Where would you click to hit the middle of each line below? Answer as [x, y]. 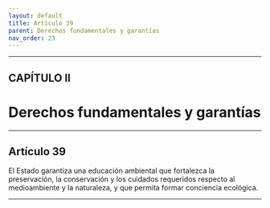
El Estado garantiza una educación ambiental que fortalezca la [112, 171]
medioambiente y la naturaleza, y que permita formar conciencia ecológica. [133, 188]
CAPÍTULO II [39, 78]
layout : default [35, 16]
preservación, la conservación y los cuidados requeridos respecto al [122, 179]
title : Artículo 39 [41, 23]
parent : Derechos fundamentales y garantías [84, 30]
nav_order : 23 [32, 38]
